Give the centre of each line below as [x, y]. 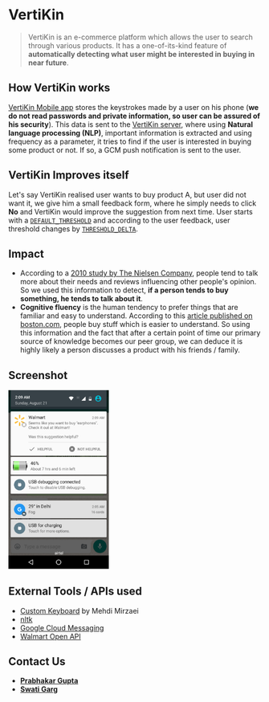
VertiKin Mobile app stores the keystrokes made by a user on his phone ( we [134, 107]
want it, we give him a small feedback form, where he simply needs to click [132, 203]
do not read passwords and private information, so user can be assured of [134, 116]
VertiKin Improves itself [69, 175]
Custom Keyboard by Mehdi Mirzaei [79, 610]
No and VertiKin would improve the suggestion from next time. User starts [130, 211]
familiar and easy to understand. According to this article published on [136, 316]
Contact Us [37, 661]
